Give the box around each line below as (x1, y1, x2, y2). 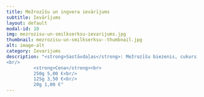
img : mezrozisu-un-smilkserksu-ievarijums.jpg (6, 31, 126, 37)
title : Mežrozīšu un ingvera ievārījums (6, 8, 110, 15)
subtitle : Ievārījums (6, 14, 61, 20)
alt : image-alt (6, 43, 45, 49)
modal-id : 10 (6, 25, 39, 32)
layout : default (6, 20, 47, 26)
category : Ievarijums (6, 48, 61, 54)
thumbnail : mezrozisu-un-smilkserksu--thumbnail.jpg (6, 37, 143, 43)
